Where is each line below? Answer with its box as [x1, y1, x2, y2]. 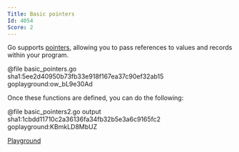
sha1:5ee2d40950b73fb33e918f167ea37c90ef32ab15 [7, 72, 164, 81]
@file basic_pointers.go [7, 65, 77, 74]
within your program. [7, 51, 69, 59]
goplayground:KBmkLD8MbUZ [7, 123, 98, 131]
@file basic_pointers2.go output [7, 108, 101, 116]
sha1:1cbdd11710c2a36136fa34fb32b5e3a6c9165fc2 [7, 115, 161, 123]
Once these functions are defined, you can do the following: [7, 93, 184, 102]
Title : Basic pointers [7, 10, 75, 18]
